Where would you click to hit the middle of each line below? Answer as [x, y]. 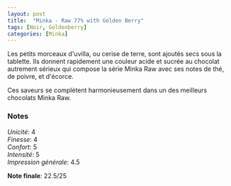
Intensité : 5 [24, 154]
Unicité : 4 [22, 131]
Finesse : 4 [22, 139]
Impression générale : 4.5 [44, 162]
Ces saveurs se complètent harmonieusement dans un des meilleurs [107, 90]
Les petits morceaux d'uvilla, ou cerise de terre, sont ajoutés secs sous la [114, 54]
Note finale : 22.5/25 [37, 175]
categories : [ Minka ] [38, 34]
